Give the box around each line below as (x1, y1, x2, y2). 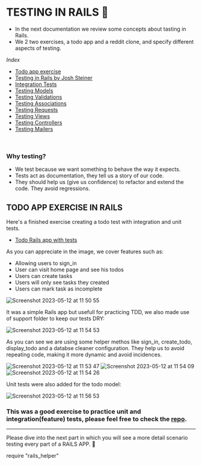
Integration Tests (14, 81, 57, 88)
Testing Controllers (14, 119, 63, 126)
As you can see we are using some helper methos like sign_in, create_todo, (6, 338, 192, 345)
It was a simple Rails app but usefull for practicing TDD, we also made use (6, 309, 189, 316)
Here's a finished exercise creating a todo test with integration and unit (6, 218, 182, 226)
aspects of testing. (14, 45, 61, 52)
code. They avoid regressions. (14, 185, 90, 192)
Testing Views (14, 112, 50, 120)
